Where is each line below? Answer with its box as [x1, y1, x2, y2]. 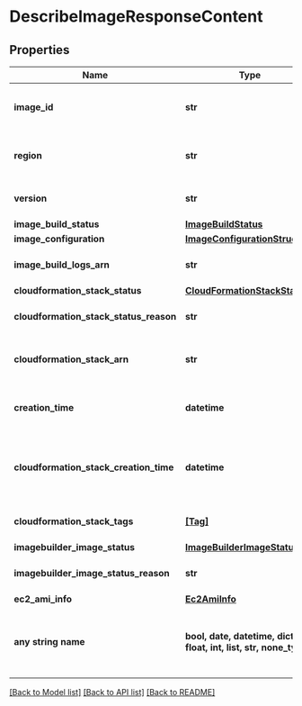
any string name [13, 636, 85, 647]
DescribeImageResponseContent [9, 6, 263, 27]
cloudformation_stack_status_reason [13, 311, 177, 322]
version [13, 192, 48, 204]
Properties [9, 42, 70, 58]
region [13, 149, 42, 161]
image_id [13, 101, 54, 113]
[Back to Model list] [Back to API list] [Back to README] [9, 687, 216, 697]
